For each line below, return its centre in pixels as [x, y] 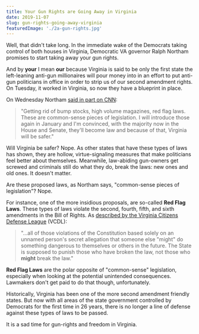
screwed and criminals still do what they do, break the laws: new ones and [97, 167]
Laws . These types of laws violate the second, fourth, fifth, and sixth [90, 209]
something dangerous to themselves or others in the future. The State [106, 246]
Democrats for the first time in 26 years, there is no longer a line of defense [98, 307]
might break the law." [47, 259]
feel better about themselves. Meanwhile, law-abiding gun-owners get [92, 160]
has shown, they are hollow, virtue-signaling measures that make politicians [99, 155]
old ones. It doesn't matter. [39, 174]
